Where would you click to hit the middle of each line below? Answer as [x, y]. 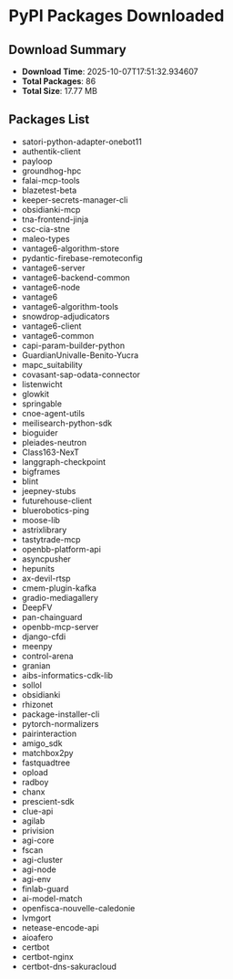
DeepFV [37, 607]
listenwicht [42, 384]
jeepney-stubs [49, 490]
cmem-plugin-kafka [59, 588]
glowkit [35, 394]
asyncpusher [46, 559]
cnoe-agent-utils [53, 413]
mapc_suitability [52, 364]
